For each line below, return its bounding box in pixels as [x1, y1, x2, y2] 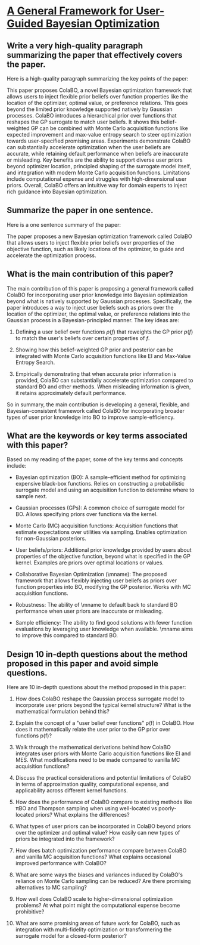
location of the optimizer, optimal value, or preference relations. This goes [7, 100, 188, 106]
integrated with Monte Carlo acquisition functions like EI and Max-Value [15, 352, 191, 359]
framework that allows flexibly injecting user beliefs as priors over [15, 577, 177, 584]
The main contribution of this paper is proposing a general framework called [7, 285, 194, 292]
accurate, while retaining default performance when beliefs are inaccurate [7, 150, 189, 157]
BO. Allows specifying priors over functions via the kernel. [15, 511, 158, 518]
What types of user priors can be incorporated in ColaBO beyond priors [15, 823, 191, 830]
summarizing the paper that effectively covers [7, 50, 183, 60]
